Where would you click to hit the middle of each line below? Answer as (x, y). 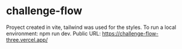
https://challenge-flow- (130, 33)
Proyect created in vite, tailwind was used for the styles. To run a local (91, 27)
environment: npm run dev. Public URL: (54, 33)
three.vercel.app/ (27, 40)
